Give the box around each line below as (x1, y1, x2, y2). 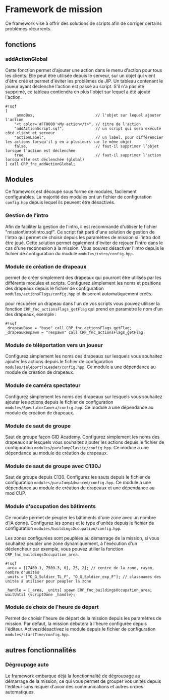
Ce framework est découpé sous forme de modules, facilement (5, 188, 137, 195)
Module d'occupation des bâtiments (5, 503, 96, 510)
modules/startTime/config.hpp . (5, 631, 70, 637)
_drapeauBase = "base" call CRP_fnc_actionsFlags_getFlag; (5, 326, 132, 331)
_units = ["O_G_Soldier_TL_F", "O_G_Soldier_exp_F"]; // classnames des (5, 574, 161, 579)
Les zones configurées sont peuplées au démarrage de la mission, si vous (5, 535, 160, 541)
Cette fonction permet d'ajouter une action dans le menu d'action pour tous (5, 67, 162, 73)
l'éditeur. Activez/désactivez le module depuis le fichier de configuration (5, 626, 156, 632)
